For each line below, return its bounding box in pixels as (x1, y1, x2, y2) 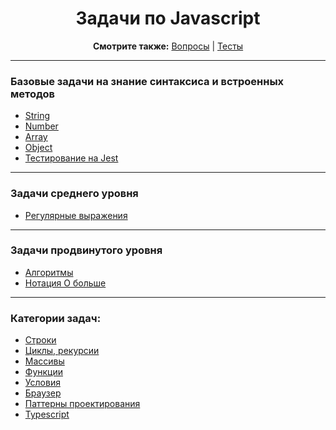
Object (24, 142, 53, 154)
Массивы (24, 355, 65, 367)
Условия (24, 377, 61, 389)
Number (24, 120, 59, 132)
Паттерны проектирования (24, 398, 141, 410)
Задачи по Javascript (75, 7, 261, 30)
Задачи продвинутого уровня (10, 243, 163, 257)
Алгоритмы (24, 266, 74, 278)
